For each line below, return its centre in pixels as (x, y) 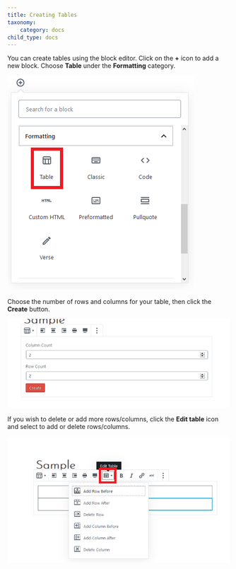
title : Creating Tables (42, 15)
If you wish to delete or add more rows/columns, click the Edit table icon (113, 419)
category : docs (42, 30)
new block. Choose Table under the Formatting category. (92, 66)
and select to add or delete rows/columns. (69, 426)
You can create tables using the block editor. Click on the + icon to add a (113, 58)
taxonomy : (22, 22)
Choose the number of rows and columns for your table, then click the (110, 302)
